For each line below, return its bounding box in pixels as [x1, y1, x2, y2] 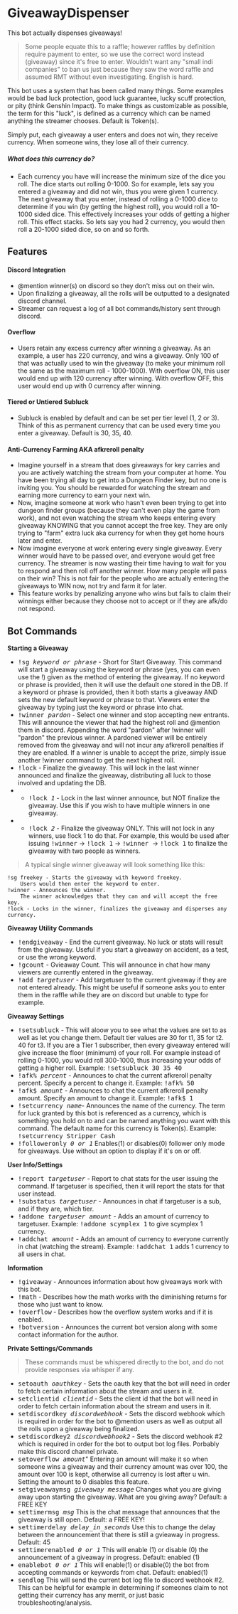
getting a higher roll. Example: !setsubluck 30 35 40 [17, 1063, 183, 1072]
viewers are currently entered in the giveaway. [17, 967, 154, 976]
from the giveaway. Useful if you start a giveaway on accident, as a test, [17, 945, 229, 954]
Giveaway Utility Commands [7, 923, 94, 933]
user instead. [17, 1189, 57, 1198]
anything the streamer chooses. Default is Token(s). [7, 116, 159, 125]
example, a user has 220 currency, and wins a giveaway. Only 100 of [17, 351, 219, 360]
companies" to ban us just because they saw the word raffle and [24, 65, 215, 73]
